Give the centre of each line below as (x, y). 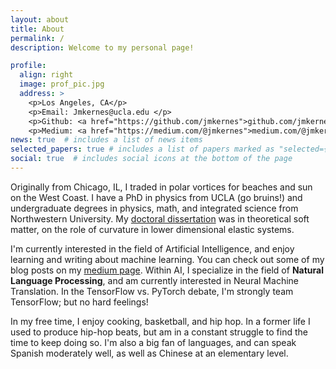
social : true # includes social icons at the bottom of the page (151, 159)
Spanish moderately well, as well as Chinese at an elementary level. (149, 353)
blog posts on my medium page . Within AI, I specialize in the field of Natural (167, 270)
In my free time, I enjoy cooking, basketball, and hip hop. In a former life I (160, 321)
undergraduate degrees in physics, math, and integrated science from (154, 208)
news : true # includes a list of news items (106, 140)
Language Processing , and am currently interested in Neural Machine (154, 280)
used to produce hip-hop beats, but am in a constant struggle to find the (159, 332)
